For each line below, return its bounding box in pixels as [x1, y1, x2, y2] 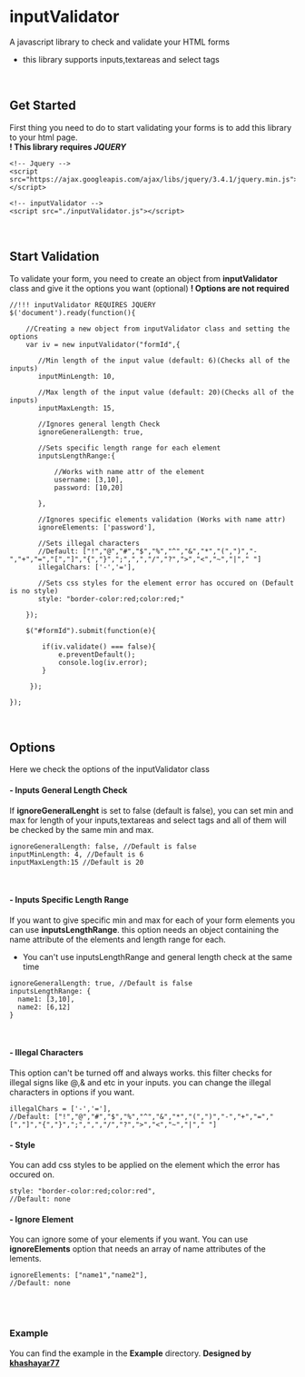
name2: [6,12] [17, 1002, 71, 1012]
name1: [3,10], [17, 995, 75, 1004]
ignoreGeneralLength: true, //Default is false [9, 978, 193, 987]
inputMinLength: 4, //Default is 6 [9, 849, 144, 859]
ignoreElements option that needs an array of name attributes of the [9, 1243, 266, 1254]
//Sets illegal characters [37, 539, 141, 548]
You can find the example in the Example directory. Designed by [9, 1347, 252, 1359]
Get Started [9, 98, 76, 114]
